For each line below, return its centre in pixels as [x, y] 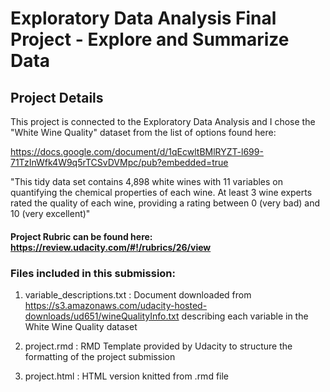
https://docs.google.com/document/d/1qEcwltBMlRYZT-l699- [137, 151]
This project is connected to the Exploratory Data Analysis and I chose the [163, 121]
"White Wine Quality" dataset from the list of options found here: [143, 132]
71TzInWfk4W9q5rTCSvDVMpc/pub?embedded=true [119, 162]
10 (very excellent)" [50, 213]
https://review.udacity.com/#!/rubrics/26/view [111, 247]
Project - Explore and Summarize [150, 39]
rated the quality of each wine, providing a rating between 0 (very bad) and [165, 203]
